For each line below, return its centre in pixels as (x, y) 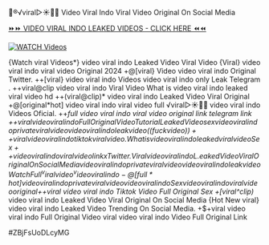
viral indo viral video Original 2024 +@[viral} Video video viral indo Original (132, 71)
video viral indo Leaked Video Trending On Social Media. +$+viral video (127, 208)
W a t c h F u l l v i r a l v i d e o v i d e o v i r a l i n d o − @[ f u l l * (80, 174)
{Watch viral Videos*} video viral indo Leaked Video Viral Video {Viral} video (134, 62)
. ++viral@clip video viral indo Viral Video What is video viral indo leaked (128, 88)
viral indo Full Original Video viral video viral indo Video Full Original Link (128, 217)
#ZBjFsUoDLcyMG (39, 232)
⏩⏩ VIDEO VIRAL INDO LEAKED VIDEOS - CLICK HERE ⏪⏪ (107, 28)
